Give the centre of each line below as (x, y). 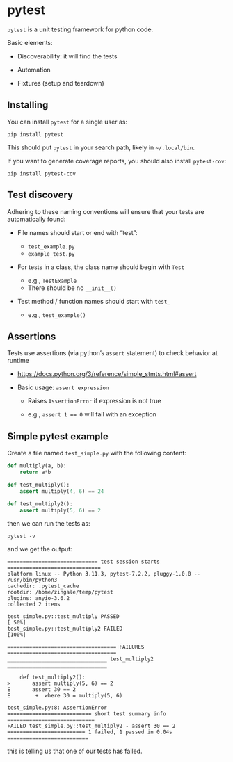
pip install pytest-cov (42, 173)
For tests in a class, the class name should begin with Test (101, 267)
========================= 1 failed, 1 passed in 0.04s (90, 732)
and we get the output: (40, 549)
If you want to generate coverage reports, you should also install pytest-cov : (117, 161)
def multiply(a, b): (37, 466)
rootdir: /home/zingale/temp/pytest (60, 592)
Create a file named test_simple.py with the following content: (97, 453)
